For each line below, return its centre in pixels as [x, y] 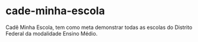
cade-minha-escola [55, 11]
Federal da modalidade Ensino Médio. [52, 33]
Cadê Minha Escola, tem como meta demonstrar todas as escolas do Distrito [99, 27]
